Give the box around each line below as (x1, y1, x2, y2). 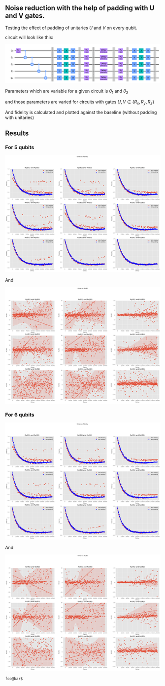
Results (5, 129, 29, 137)
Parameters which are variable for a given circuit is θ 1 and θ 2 (5, 88, 129, 95)
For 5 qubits (5, 144, 34, 151)
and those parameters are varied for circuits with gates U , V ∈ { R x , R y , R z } (5, 99, 155, 106)
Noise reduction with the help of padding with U (5, 4, 155, 12)
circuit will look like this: (5, 34, 53, 40)
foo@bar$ (5, 676, 23, 682)
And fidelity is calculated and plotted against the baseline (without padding (5, 110, 157, 115)
